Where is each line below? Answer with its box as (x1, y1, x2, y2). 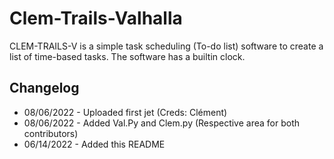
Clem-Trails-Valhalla (9, 7, 183, 30)
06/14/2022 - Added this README (23, 138, 166, 150)
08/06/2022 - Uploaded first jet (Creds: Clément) (23, 106, 228, 118)
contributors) (23, 127, 79, 139)
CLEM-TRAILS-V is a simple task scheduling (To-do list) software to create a (9, 40, 324, 52)
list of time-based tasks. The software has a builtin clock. (9, 50, 246, 62)
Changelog (9, 80, 80, 97)
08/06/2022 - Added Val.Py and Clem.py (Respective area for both (23, 117, 300, 129)
